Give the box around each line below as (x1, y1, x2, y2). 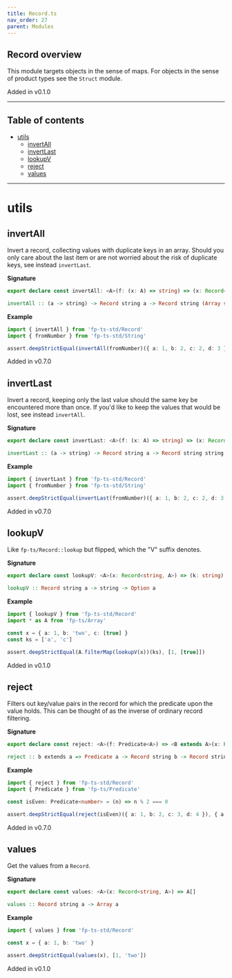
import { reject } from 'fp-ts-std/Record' (7, 779, 135, 786)
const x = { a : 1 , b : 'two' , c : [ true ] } (7, 629, 128, 637)
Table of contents (7, 114, 84, 126)
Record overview (7, 48, 81, 60)
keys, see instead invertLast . (7, 261, 91, 269)
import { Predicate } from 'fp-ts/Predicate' (7, 786, 140, 793)
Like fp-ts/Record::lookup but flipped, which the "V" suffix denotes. (7, 545, 202, 554)
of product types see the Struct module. (7, 74, 123, 83)
